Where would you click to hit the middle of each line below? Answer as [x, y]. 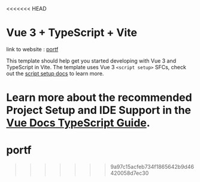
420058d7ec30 [130, 173]
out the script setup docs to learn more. [55, 73]
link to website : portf [32, 49]
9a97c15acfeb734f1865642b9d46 [152, 167]
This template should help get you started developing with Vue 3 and [91, 61]
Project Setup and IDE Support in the [99, 110]
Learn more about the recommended [99, 98]
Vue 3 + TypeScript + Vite [72, 33]
